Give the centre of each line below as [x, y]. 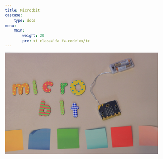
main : [19, 31]
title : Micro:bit [23, 10]
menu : [10, 26]
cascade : [14, 15]
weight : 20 [33, 36]
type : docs [25, 20]
